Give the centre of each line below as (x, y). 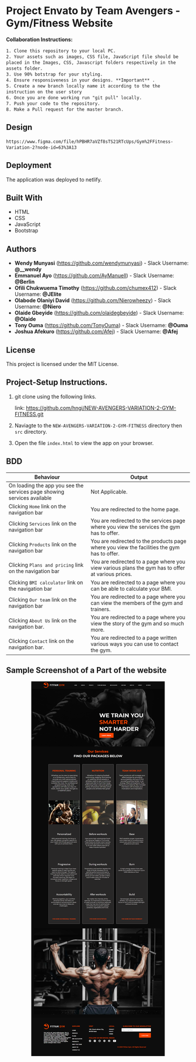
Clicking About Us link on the (43, 620)
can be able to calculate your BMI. (131, 588)
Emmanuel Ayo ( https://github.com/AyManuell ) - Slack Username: (94, 276)
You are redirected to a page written (133, 638)
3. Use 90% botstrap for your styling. (55, 74)
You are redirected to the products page (138, 541)
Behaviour (47, 477)
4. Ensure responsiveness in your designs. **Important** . (81, 80)
